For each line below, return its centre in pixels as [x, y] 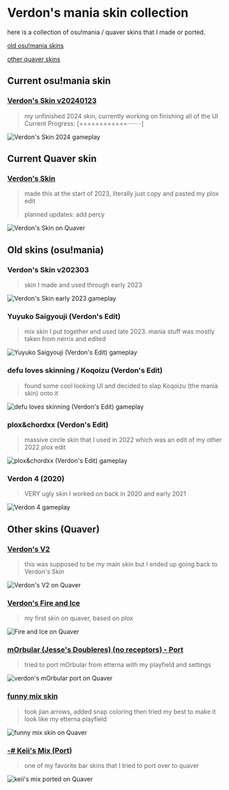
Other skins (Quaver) [53, 529]
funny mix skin [33, 696]
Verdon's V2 [29, 549]
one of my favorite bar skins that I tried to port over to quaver [111, 766]
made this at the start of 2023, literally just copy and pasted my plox [121, 193]
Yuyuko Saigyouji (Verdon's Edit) [64, 316]
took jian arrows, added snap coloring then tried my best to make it [120, 711]
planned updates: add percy [65, 214]
